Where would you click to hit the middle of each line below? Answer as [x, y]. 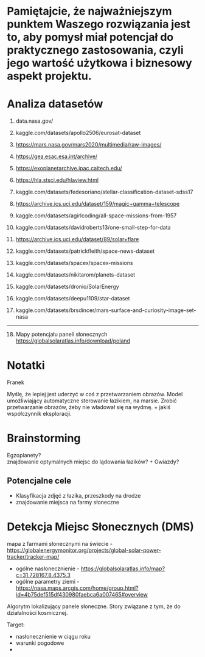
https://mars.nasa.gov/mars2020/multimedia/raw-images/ [89, 145]
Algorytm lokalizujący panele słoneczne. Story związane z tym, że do [94, 606]
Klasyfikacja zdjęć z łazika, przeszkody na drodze [78, 495]
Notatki [26, 365]
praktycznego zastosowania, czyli [95, 50]
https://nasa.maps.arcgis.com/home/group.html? [77, 588]
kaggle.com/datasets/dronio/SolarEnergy [67, 287]
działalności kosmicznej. [37, 612]
